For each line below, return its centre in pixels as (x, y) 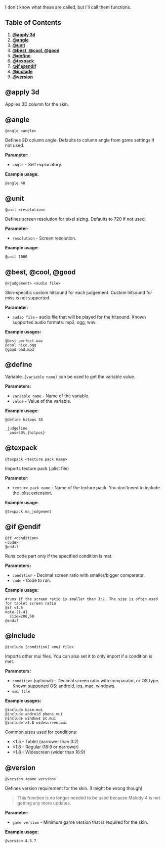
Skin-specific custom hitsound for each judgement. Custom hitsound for (79, 293)
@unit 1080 (16, 257)
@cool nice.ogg (21, 345)
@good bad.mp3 (20, 350)
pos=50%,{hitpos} (27, 432)
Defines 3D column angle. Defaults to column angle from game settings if (80, 140)
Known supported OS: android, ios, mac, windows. (64, 686)
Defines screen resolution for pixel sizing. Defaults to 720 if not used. (76, 219)
